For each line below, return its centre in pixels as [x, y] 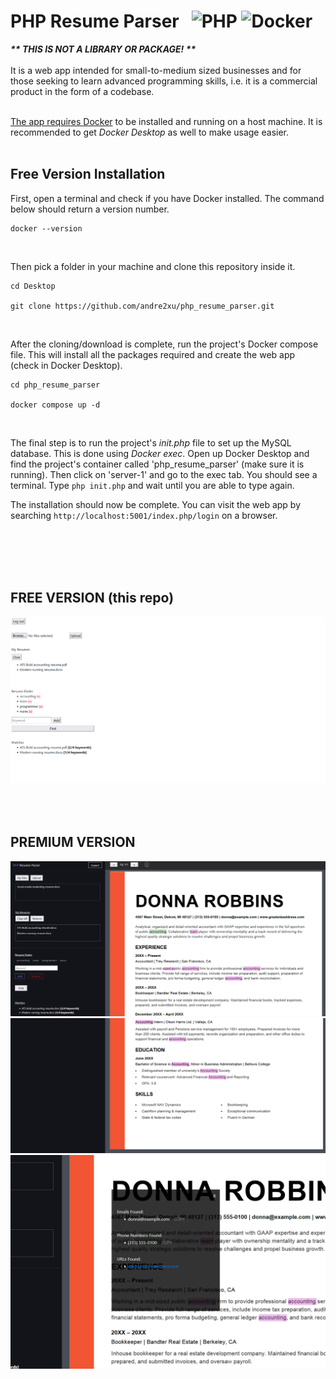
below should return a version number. [90, 209]
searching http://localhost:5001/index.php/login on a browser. [144, 515]
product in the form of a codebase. [82, 91]
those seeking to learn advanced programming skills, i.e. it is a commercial [164, 81]
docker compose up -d [55, 405]
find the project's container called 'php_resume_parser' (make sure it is [157, 464]
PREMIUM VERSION [73, 842]
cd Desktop [33, 286]
